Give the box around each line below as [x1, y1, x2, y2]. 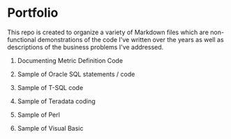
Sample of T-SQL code [17, 83, 84, 92]
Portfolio [7, 5, 59, 21]
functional [7, 35, 36, 43]
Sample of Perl [17, 110, 61, 119]
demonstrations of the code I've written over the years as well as [37, 35, 225, 43]
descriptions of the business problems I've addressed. [7, 43, 164, 51]
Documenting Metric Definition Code [17, 56, 124, 64]
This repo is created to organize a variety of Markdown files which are [7, 28, 209, 36]
